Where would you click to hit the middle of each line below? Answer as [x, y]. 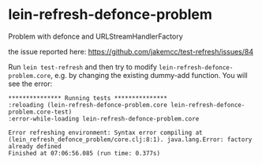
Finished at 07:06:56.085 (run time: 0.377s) [84, 153]
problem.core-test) [40, 112]
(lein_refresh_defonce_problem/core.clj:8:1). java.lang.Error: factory [130, 140]
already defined [35, 146]
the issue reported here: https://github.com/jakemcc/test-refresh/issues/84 [131, 51]
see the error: [30, 84]
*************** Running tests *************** [88, 98]
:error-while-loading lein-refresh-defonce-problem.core [104, 119]
